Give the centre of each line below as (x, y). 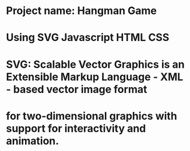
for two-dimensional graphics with (92, 116)
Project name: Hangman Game (82, 11)
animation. (33, 141)
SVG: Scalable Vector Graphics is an (95, 64)
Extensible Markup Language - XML (95, 77)
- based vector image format (77, 89)
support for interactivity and (76, 128)
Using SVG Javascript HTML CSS (88, 38)
